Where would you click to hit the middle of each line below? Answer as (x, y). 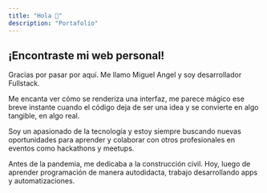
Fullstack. (24, 83)
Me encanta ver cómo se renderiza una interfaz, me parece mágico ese (126, 99)
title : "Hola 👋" (35, 16)
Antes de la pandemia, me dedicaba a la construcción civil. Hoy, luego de (129, 164)
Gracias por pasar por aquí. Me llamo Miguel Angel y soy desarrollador (125, 75)
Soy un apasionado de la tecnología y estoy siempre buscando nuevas (125, 131)
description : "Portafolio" (53, 23)
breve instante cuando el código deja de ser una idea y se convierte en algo (133, 107)
